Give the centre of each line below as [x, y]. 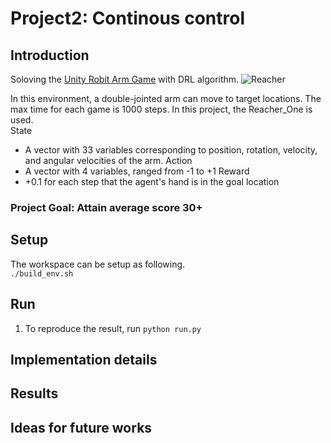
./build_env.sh [42, 273]
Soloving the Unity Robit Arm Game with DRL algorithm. [125, 79]
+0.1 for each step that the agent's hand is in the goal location [152, 181]
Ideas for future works [81, 427]
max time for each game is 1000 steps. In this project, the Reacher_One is [161, 109]
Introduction [50, 55]
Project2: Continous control [127, 18]
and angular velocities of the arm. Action [108, 160]
